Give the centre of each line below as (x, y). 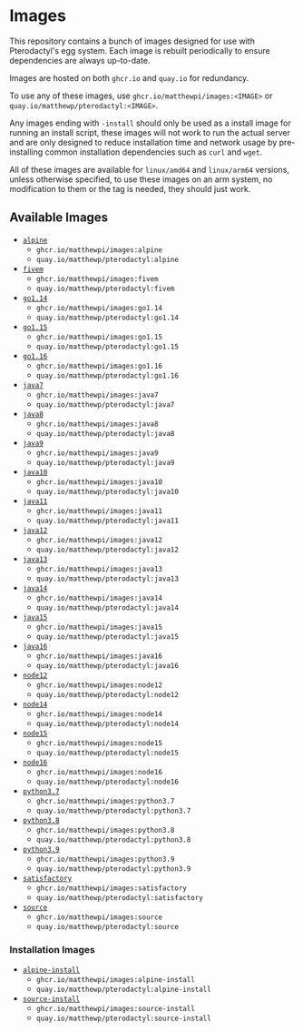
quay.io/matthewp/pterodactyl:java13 (108, 579)
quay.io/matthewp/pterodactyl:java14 (108, 607)
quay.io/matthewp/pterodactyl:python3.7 (113, 811)
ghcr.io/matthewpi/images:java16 (99, 656)
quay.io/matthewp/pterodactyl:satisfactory (120, 897)
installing (26, 152)
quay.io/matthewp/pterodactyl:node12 (108, 694)
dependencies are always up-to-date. (80, 60)
